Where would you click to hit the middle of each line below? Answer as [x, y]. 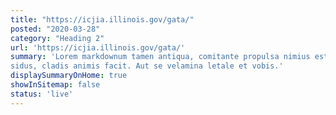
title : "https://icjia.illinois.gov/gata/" [102, 19]
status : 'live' [42, 94]
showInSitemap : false [55, 85]
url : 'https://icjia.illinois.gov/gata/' [98, 47]
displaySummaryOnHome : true [69, 76]
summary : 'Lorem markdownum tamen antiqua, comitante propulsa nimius [160, 57]
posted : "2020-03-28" [55, 29]
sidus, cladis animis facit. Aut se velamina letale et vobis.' [147, 66]
